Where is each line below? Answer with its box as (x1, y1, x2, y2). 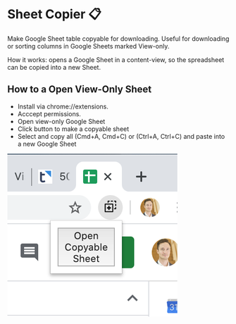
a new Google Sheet (17, 139, 77, 148)
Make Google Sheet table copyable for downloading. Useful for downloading (7, 34, 230, 43)
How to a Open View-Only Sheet (7, 83, 152, 96)
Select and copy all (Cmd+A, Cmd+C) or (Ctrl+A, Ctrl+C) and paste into (17, 132, 225, 140)
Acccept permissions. (17, 109, 81, 118)
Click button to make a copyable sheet (17, 125, 130, 133)
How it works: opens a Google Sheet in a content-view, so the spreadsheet (7, 55, 225, 64)
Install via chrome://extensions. (17, 102, 109, 111)
